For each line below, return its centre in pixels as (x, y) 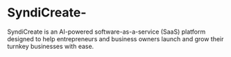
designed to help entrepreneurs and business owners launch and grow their (115, 38)
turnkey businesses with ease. (51, 46)
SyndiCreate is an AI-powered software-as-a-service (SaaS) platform (106, 32)
